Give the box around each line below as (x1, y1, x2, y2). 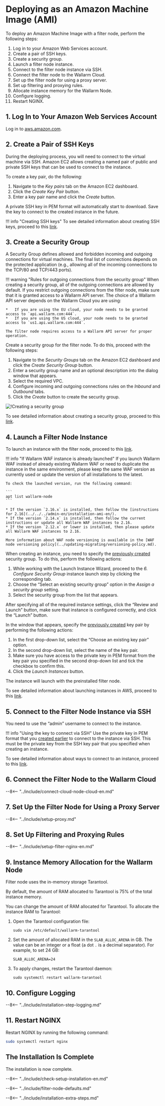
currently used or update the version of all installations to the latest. (5, 472, 144, 477)
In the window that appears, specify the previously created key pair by (5, 622, 150, 628)
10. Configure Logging (5, 989, 76, 997)
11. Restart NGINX (5, 1016, 61, 1025)
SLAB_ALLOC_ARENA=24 (12, 957, 55, 962)
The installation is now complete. (5, 1066, 73, 1072)
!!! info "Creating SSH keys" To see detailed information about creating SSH (5, 218, 160, 224)
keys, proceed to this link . (5, 224, 58, 230)
